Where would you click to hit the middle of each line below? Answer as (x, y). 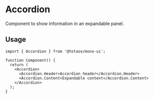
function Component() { (30, 60)
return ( (19, 65)
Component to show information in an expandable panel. (65, 23)
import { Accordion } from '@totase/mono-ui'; (55, 51)
